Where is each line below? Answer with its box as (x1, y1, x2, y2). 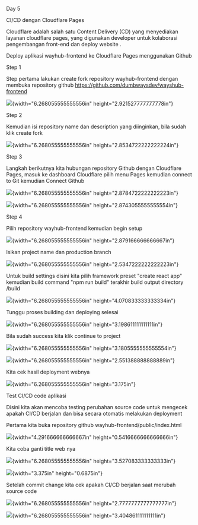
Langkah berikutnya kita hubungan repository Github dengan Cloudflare (6, 165, 182, 172)
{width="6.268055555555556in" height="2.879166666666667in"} (12, 237, 175, 244)
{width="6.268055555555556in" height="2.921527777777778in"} (12, 100, 174, 107)
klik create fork (6, 129, 43, 136)
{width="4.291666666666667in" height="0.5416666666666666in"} (12, 434, 178, 441)
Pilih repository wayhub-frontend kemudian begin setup (6, 225, 143, 232)
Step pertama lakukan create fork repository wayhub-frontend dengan (6, 75, 178, 82)
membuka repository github (6, 81, 74, 88)
